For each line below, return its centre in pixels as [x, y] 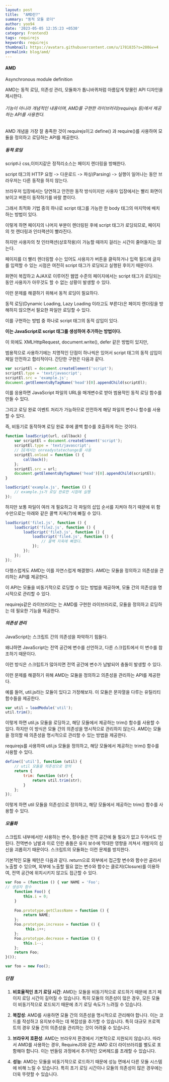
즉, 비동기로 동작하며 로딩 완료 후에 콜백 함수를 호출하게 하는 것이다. [71, 427]
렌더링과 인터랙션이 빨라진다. [44, 231]
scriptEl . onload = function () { [49, 455]
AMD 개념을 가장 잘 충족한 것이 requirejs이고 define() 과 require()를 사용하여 [81, 131]
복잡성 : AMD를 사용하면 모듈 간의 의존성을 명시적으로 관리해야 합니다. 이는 [85, 1015]
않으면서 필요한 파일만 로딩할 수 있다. [55, 310]
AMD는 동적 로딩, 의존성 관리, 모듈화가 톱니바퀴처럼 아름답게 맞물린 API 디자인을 [84, 89]
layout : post [19, 10]
